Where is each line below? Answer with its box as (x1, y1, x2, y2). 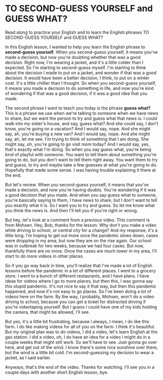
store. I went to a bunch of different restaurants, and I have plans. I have (5, 273, 149, 279)
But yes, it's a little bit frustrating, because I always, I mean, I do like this (5, 318, 149, 324)
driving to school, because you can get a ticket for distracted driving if (5, 299, 146, 305)
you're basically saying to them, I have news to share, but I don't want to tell (5, 197, 157, 203)
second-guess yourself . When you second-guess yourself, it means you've (5, 49, 158, 55)
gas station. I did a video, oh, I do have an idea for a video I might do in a (5, 334, 151, 340)
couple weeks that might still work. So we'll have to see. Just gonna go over (5, 339, 157, 345)
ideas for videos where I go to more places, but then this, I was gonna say (5, 278, 153, 284)
